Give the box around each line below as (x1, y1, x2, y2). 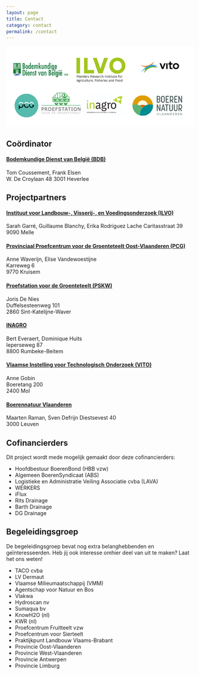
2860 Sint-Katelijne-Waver (6, 308, 71, 315)
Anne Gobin (6, 374, 36, 381)
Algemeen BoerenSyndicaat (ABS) (14, 471, 99, 479)
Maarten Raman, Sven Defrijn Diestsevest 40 (6, 414, 116, 421)
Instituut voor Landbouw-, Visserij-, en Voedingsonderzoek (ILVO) (6, 209, 174, 216)
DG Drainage (14, 509, 46, 516)
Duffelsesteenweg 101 (6, 301, 60, 309)
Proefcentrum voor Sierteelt (14, 630, 83, 637)
